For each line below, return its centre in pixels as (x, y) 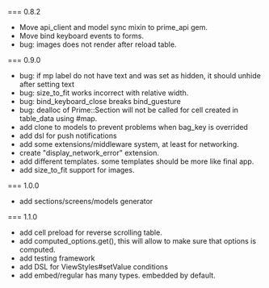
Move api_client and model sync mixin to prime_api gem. (113, 27)
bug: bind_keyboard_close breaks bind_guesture (100, 101)
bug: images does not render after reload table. (98, 44)
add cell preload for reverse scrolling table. (90, 232)
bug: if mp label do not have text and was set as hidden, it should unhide (140, 75)
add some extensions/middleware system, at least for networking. (129, 144)
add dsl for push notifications (68, 136)
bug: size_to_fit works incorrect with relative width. (104, 93)
